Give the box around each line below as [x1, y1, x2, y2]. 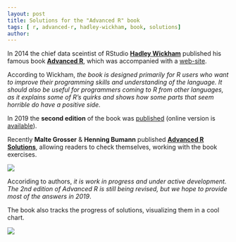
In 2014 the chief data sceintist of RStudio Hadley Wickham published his [7, 49, 222, 58]
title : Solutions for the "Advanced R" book [7, 17, 140, 24]
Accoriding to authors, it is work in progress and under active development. [7, 177, 227, 186]
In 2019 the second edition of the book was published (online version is [7, 114, 216, 123]
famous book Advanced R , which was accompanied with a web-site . [7, 57, 207, 66]
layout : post [7, 10, 46, 18]
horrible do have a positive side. [7, 100, 101, 109]
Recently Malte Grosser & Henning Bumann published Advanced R [7, 135, 204, 144]
